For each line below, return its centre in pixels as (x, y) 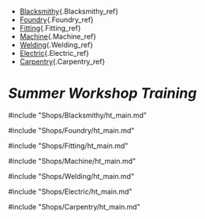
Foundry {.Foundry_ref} (57, 20)
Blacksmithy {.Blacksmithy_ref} (69, 11)
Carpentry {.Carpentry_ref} (62, 61)
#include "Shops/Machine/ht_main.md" (72, 161)
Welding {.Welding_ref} (56, 45)
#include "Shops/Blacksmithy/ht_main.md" (78, 115)
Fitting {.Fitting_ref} (50, 28)
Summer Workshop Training (102, 93)
